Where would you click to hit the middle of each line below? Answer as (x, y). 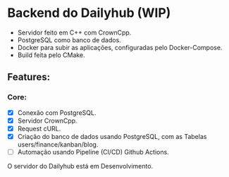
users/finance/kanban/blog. (58, 144)
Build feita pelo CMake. (51, 55)
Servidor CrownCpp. (47, 121)
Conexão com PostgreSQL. (57, 112)
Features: (29, 77)
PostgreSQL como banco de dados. (69, 39)
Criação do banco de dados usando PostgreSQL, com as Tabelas (112, 136)
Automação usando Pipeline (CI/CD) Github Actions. (93, 152)
